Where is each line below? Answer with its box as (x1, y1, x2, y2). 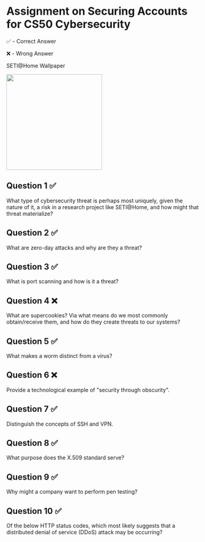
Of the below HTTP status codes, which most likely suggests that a (6, 522, 176, 530)
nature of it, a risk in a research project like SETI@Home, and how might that (6, 203, 199, 210)
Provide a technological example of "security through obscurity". (6, 386, 170, 393)
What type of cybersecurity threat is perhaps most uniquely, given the (6, 197, 184, 204)
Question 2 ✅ (6, 228, 58, 238)
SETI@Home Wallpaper (6, 62, 65, 69)
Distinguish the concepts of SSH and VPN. (6, 420, 113, 428)
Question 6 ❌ (6, 370, 58, 381)
